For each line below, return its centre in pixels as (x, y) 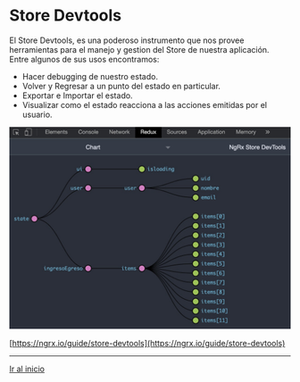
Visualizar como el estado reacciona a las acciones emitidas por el (145, 104)
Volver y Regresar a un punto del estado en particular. (121, 86)
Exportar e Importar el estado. (77, 95)
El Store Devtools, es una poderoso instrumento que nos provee (127, 40)
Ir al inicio (27, 369)
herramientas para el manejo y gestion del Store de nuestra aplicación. (139, 49)
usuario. (37, 114)
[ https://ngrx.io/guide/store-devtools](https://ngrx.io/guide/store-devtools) (147, 344)
